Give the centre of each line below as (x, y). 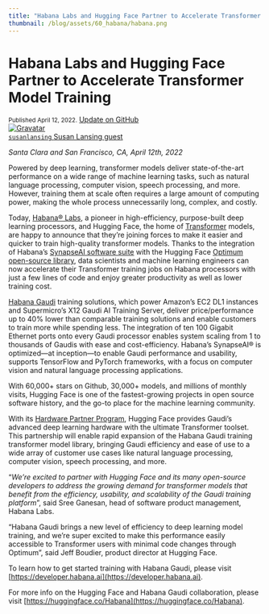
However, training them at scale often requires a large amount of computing (134, 193)
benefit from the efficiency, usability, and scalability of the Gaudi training (130, 494)
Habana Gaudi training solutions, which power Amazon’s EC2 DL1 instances (134, 302)
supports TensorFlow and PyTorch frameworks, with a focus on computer (130, 362)
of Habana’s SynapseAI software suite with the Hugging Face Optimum (126, 252)
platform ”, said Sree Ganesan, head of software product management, (125, 503)
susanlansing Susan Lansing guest (66, 137)
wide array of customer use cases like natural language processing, (121, 453)
